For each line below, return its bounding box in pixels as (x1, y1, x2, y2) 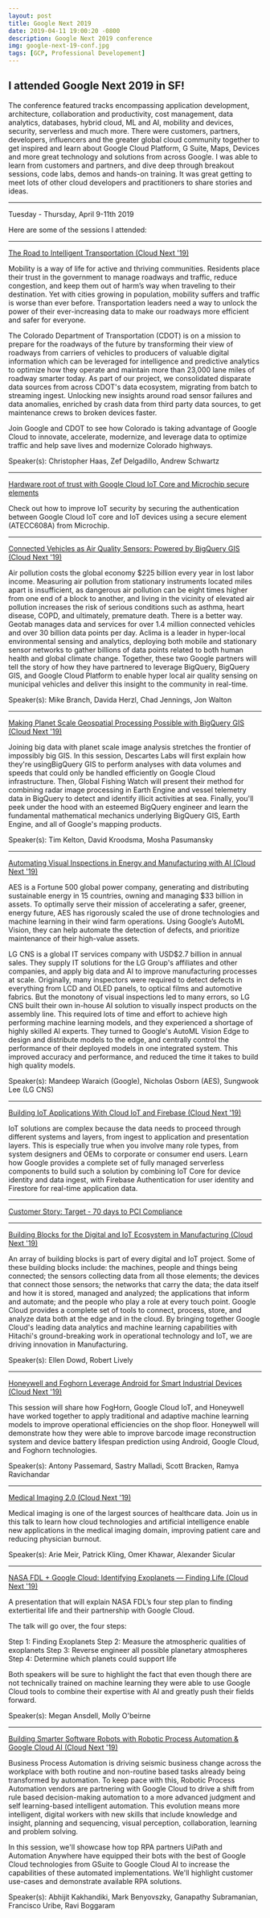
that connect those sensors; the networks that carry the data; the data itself (8, 1279, 260, 1289)
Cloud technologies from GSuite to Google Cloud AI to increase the (8, 1859, 231, 1869)
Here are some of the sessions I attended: (8, 225, 147, 235)
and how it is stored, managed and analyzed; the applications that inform (8, 1288, 250, 1297)
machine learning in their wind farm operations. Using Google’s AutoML (8, 916, 245, 926)
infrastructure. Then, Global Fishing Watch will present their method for (8, 776, 244, 786)
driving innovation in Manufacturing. (8, 1339, 129, 1349)
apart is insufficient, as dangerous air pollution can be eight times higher (8, 585, 248, 595)
